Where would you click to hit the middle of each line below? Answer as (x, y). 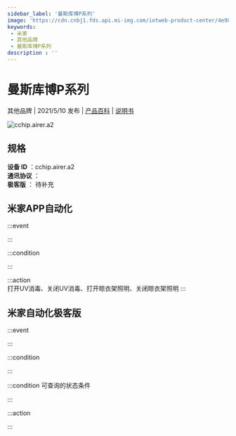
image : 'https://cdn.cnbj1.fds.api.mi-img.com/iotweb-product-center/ (113, 20)
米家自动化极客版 (44, 313)
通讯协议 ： (24, 176)
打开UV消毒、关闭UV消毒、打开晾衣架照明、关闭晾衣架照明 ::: (97, 289)
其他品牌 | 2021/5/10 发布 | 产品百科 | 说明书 (71, 110)
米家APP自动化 (40, 209)
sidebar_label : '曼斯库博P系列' (52, 14)
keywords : (22, 27)
